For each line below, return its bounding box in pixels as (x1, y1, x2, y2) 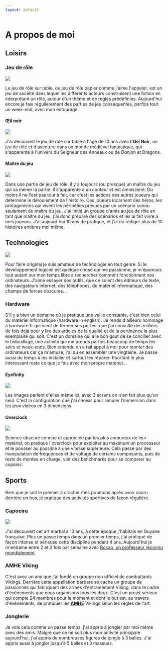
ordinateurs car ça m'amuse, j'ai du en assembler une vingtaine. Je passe (5, 349, 158, 355)
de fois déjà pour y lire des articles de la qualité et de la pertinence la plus (5, 328, 158, 334)
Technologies (5, 238, 49, 247)
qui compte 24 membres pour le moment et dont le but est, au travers (5, 595, 149, 601)
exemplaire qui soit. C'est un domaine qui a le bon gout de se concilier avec (5, 333, 161, 339)
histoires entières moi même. (5, 224, 65, 230)
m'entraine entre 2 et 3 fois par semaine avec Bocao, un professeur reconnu (5, 544, 163, 550)
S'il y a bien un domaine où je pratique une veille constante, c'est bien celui (5, 312, 161, 318)
